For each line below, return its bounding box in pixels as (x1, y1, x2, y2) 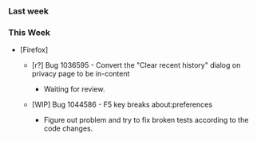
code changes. (43, 123, 93, 133)
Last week (8, 6, 49, 17)
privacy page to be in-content (31, 69, 130, 79)
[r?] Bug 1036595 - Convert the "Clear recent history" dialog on (31, 61, 241, 70)
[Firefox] (19, 45, 49, 55)
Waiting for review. (43, 84, 105, 94)
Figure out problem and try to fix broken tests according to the (43, 116, 249, 125)
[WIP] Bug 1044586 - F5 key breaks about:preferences (31, 100, 213, 109)
